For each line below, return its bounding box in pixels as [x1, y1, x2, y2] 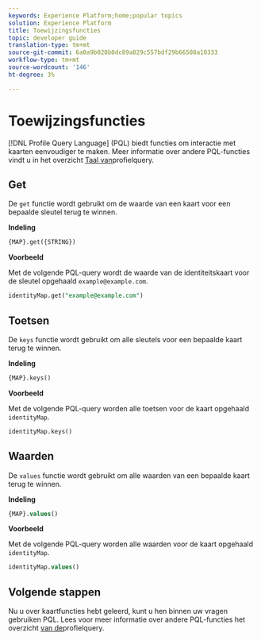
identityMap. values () [8, 563, 80, 572]
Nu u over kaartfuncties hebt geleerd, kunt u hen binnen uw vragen [8, 607, 228, 616]
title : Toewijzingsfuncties [8, 26, 102, 34]
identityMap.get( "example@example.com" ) [8, 291, 144, 300]
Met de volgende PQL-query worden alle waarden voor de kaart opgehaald [8, 539, 254, 549]
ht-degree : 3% [8, 71, 56, 79]
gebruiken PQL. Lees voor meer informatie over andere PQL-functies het [8, 615, 246, 624]
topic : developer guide [8, 33, 87, 42]
